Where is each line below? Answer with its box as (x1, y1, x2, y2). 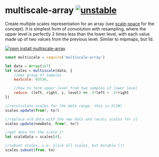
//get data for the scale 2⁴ (5, 130, 64, 135)
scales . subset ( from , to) (5, 148, 55, 153)
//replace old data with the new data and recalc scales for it (5, 116, 138, 122)
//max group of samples (14, 72, 62, 77)
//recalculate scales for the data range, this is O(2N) (5, 103, 123, 108)
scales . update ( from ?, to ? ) (5, 108, 60, 113)
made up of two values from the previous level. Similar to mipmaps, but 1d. (5, 36, 154, 42)
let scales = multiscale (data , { (5, 68, 73, 73)
